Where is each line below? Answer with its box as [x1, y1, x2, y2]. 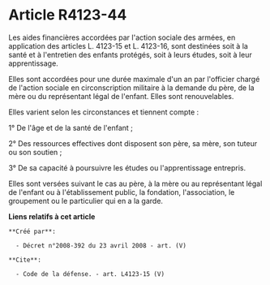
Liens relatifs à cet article [8, 211, 96, 221]
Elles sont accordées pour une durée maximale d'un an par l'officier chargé [8, 74, 260, 84]
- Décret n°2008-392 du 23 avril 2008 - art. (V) [15, 241, 186, 249]
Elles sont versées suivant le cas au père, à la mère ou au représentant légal [8, 179, 263, 188]
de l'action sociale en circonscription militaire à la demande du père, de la [8, 83, 255, 93]
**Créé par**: [8, 227, 57, 235]
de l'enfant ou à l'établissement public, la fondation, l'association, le [8, 187, 235, 196]
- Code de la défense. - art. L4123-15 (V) [15, 270, 165, 278]
